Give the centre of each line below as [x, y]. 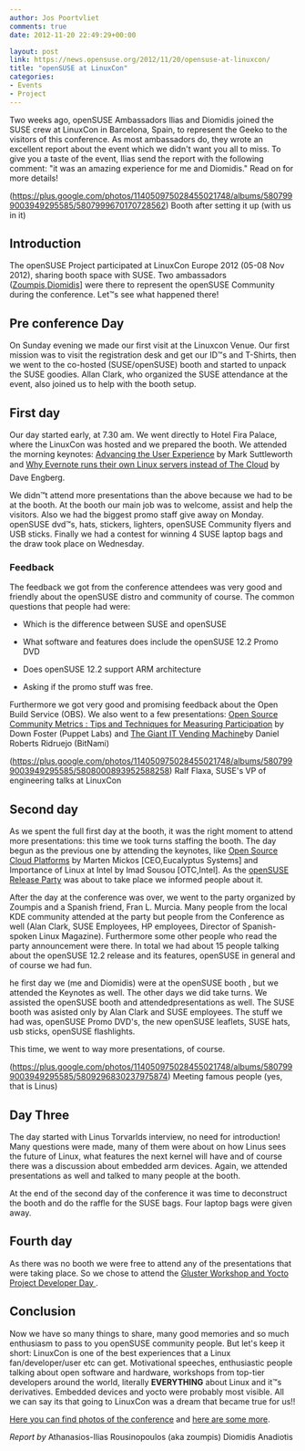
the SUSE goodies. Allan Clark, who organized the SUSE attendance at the [149, 374]
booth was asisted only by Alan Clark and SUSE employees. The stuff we [146, 1012]
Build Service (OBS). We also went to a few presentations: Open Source [144, 715]
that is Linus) [34, 1086]
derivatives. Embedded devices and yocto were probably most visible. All [147, 1392]
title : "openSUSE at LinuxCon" [69, 68]
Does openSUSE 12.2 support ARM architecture [112, 669]
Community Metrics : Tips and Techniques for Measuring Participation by [147, 724]
